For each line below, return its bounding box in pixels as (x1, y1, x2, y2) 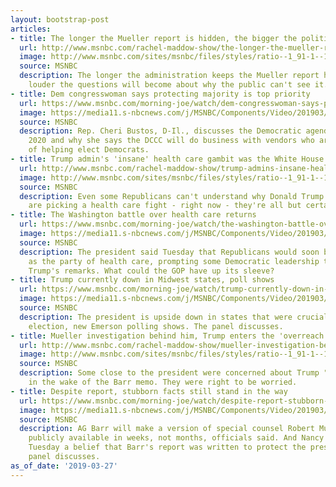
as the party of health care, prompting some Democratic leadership (28, 256, 320, 266)
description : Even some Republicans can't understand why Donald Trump (19, 191, 325, 201)
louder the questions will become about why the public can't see (28, 80, 311, 90)
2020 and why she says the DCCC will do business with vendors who (28, 136, 315, 146)
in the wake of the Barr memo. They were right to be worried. (28, 377, 298, 387)
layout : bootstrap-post (10, 14, 110, 25)
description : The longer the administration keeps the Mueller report (19, 71, 320, 81)
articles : (10, 24, 52, 34)
